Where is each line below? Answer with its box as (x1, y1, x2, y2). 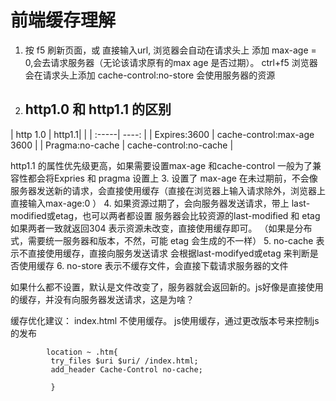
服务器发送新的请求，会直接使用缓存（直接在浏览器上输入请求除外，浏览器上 (10, 184, 326, 196)
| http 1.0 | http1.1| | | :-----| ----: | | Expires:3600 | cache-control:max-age (10, 128, 315, 140)
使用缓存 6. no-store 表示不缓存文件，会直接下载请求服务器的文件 (18, 259, 289, 271)
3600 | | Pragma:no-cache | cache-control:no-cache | (10, 139, 234, 151)
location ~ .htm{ (46, 347, 118, 357)
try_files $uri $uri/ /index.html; (50, 356, 199, 366)
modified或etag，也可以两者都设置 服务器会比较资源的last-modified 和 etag (10, 209, 321, 221)
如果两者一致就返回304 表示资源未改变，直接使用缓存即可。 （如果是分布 (10, 222, 313, 234)
